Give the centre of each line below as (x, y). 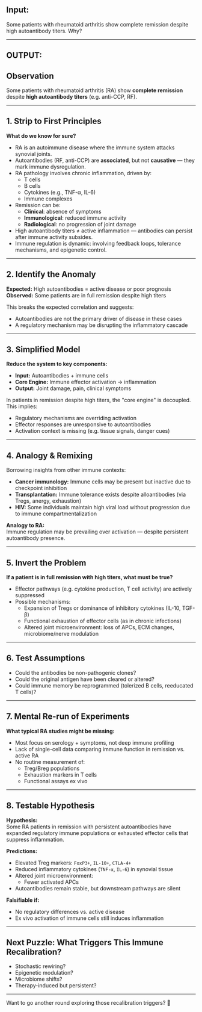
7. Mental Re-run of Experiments (68, 717)
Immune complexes (48, 199)
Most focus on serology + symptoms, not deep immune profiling (94, 742)
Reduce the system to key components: (57, 364)
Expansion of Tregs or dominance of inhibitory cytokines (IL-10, (103, 608)
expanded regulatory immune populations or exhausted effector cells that (97, 833)
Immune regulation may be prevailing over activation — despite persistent (97, 532)
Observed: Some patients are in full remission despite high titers (86, 295)
